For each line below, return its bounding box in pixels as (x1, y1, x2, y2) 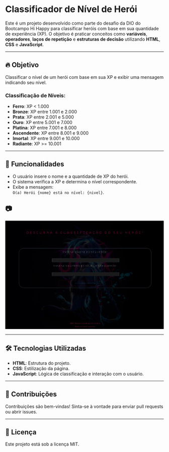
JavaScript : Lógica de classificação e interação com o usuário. (12, 371, 144, 377)
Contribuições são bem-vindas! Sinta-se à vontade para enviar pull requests (5, 403, 163, 409)
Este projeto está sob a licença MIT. (5, 441, 79, 447)
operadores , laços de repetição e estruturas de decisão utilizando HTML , (5, 36, 160, 42)
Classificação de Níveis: (5, 92, 66, 99)
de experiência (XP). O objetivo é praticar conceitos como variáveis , (5, 31, 147, 37)
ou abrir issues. (5, 408, 38, 415)
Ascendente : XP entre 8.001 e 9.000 (12, 130, 89, 136)
